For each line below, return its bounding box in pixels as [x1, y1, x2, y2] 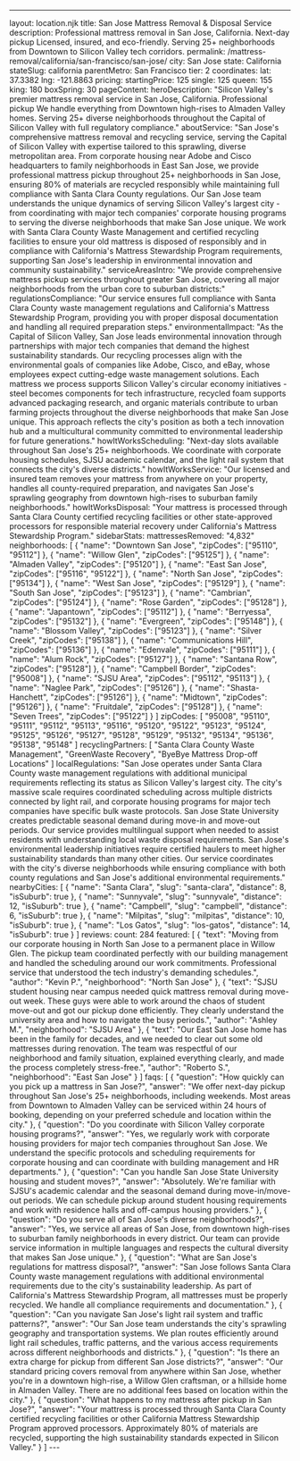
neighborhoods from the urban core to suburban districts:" [9, 283, 226, 294]
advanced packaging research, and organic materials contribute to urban [9, 398, 279, 407]
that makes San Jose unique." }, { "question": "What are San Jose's [9, 1252, 257, 1263]
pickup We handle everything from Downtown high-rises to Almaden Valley [9, 104, 286, 113]
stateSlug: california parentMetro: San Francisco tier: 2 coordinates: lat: [9, 65, 272, 76]
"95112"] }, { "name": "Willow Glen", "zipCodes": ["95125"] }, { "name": [9, 550, 270, 559]
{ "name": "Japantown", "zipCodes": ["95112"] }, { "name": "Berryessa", [9, 607, 272, 617]
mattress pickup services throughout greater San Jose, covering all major [9, 274, 279, 284]
